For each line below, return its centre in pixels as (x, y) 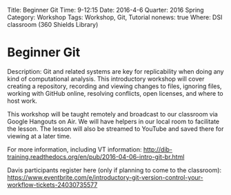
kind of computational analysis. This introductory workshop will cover (106, 79)
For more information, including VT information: (74, 149)
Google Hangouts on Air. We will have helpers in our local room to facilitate (113, 121)
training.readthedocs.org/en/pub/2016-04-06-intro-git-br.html (96, 156)
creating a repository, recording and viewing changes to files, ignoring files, (114, 86)
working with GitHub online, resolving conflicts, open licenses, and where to (115, 93)
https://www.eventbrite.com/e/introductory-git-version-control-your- (105, 177)
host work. (22, 101)
